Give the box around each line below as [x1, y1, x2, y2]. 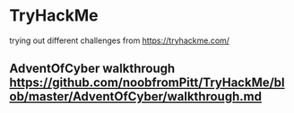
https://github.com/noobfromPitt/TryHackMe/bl [9, 75, 285, 91]
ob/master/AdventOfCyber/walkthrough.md [9, 89, 263, 104]
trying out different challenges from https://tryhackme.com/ [9, 35, 230, 46]
